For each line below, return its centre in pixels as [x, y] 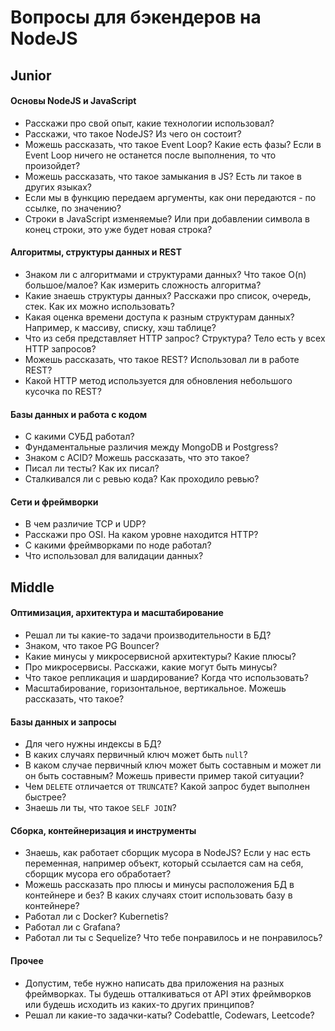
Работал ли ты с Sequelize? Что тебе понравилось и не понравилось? [173, 938]
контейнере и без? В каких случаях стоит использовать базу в [158, 895]
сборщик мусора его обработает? [98, 874]
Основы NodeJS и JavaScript [73, 101]
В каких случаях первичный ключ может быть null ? [136, 755]
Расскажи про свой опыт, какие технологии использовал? [149, 123]
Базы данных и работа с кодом [79, 414]
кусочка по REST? [63, 391]
